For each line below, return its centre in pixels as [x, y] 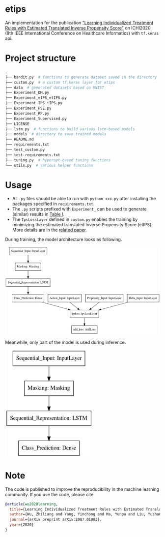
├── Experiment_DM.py [27, 93]
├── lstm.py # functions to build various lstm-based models [70, 129]
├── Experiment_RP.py [27, 113]
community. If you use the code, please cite [49, 494]
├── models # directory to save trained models [56, 134]
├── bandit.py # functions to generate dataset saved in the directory [81, 77]
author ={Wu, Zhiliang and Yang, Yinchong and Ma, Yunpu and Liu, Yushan [85, 514]
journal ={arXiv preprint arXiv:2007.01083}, [56, 520]
